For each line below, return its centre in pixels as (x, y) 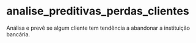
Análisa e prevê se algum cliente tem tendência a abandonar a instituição (98, 28)
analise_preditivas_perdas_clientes (98, 11)
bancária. (18, 34)
